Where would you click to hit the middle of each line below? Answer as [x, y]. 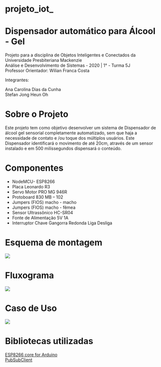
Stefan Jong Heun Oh [27, 95]
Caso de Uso [31, 308]
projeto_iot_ [29, 9]
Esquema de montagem [54, 243]
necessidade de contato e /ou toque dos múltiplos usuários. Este [70, 138]
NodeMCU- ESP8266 [33, 182]
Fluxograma [30, 275]
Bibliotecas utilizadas [49, 341]
